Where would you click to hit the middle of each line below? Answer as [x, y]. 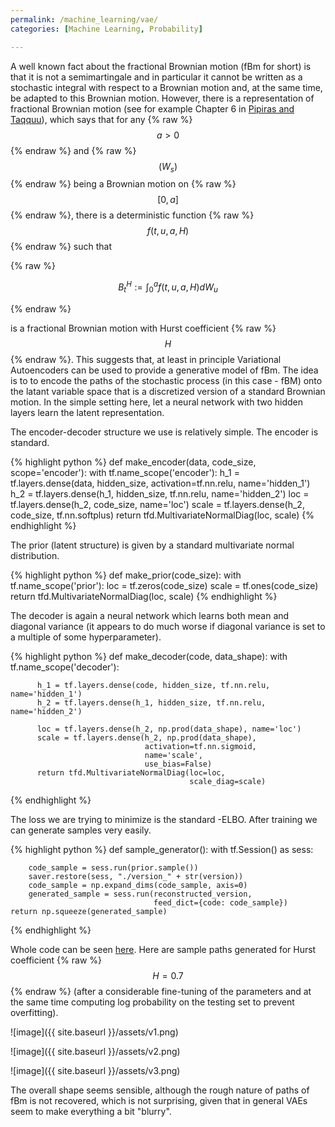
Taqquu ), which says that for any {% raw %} [101, 119]
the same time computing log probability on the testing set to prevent [152, 1002]
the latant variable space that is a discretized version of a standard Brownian [168, 391]
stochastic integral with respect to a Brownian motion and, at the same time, [166, 87]
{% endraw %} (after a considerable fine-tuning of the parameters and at [161, 991]
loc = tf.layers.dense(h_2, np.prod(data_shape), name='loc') [169, 729]
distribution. [35, 555]
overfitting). [34, 1012]
